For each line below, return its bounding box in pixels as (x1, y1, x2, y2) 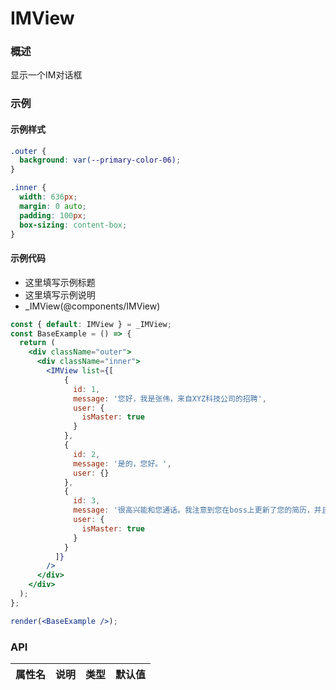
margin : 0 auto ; (19, 201, 87, 211)
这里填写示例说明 (24, 288, 96, 301)
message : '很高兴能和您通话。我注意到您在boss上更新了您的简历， (73, 505, 315, 516)
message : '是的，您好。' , (73, 458, 172, 469)
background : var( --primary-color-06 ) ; (19, 155, 182, 166)
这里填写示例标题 (24, 276, 96, 288)
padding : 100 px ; (19, 210, 87, 221)
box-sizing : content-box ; (19, 220, 128, 230)
